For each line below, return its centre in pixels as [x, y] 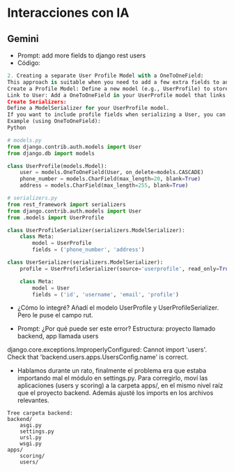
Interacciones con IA [68, 13]
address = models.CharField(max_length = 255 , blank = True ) [104, 186]
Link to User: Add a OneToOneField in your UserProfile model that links [117, 95]
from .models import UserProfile [56, 217]
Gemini [23, 39]
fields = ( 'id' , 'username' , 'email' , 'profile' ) [106, 294]
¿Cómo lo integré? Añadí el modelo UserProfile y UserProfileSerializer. [118, 308]
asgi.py [31, 425]
